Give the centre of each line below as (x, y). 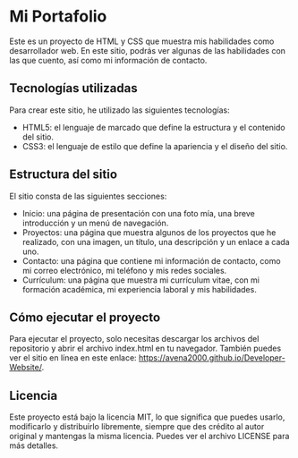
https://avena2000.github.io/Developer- (212, 358)
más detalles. (34, 445)
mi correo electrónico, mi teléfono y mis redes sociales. (124, 270)
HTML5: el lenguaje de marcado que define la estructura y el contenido (153, 127)
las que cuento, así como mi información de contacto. (108, 60)
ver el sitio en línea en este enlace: (73, 358)
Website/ (26, 368)
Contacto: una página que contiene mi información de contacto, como (151, 260)
